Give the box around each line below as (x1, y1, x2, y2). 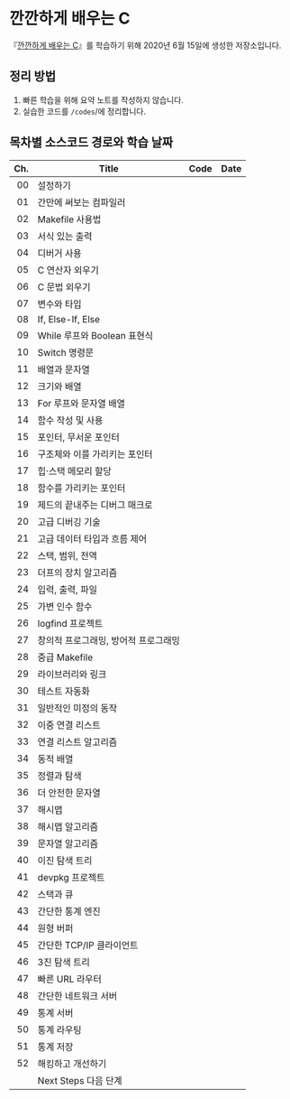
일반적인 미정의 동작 (37, 702, 118, 714)
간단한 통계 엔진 (37, 905, 101, 917)
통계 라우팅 (37, 1023, 82, 1036)
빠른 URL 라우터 (37, 973, 102, 985)
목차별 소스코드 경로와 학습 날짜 (9, 135, 174, 150)
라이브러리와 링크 (37, 667, 107, 680)
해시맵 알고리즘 (37, 820, 99, 833)
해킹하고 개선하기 (37, 1057, 107, 1070)
